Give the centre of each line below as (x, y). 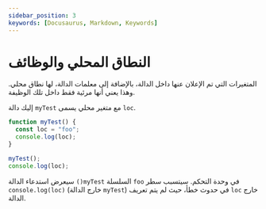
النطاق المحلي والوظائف (79, 62)
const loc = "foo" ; (48, 130)
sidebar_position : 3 (42, 15)
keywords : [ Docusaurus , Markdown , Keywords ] (83, 23)
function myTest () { (42, 122)
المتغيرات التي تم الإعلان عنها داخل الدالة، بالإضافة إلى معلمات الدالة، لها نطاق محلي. (133, 84)
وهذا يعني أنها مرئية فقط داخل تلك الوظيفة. (72, 93)
